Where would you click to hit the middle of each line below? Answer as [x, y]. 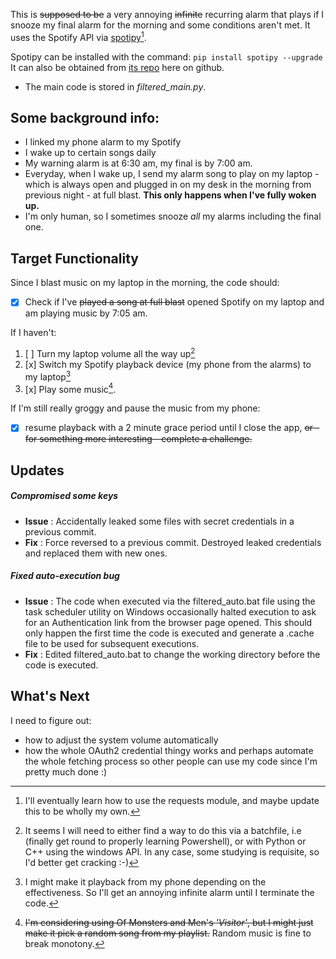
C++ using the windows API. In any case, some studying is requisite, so [172, 851]
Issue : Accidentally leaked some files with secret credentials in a [159, 521]
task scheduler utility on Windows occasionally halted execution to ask [170, 611]
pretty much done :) [66, 771]
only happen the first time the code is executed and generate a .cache [169, 633]
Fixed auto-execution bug [65, 576]
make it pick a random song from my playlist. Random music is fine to [168, 933]
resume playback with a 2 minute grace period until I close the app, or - [172, 428]
